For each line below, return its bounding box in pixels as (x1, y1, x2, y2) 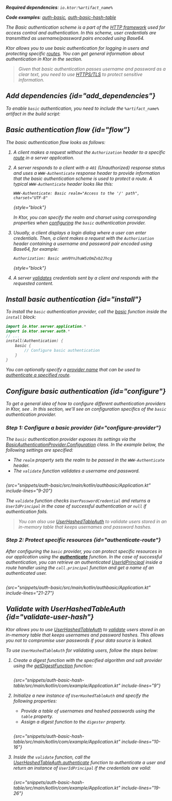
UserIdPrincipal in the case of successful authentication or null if (6, 503, 146, 509)
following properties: (13, 697, 57, 704)
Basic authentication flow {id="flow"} (6, 126, 131, 134)
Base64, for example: (13, 246, 59, 252)
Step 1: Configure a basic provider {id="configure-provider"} (6, 424, 162, 431)
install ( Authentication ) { (6, 338, 63, 344)
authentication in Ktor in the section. (6, 56, 83, 62)
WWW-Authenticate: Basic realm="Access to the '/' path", (13, 191, 140, 196)
